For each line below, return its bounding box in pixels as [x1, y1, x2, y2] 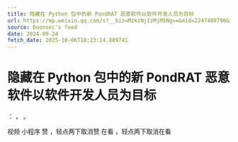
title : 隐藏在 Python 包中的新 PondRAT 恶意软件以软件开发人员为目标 [7, 10, 195, 18]
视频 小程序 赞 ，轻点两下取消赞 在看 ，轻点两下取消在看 [7, 127, 171, 136]
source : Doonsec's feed [7, 23, 78, 31]
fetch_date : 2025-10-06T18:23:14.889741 [7, 37, 129, 44]
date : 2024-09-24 [7, 30, 59, 38]
